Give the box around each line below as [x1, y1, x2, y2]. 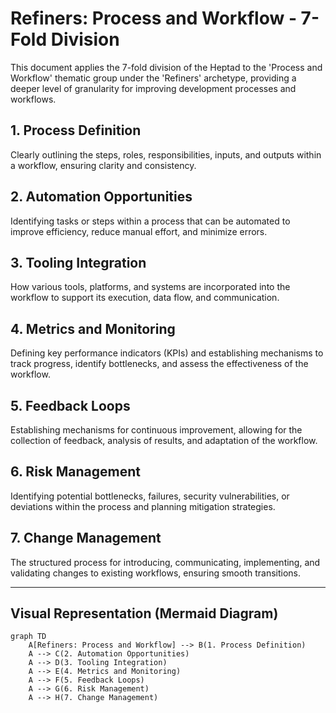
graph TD [10, 632, 47, 642]
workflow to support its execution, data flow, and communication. [10, 292, 280, 304]
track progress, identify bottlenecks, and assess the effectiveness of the [10, 358, 309, 370]
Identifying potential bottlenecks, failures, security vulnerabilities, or [10, 490, 290, 502]
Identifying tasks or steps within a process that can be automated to [10, 215, 291, 227]
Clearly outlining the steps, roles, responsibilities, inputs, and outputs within [10, 148, 322, 161]
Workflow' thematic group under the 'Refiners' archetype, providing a [10, 72, 297, 84]
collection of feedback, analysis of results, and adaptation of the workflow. [10, 435, 318, 446]
